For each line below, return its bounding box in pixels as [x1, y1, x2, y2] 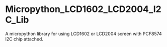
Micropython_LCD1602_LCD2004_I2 [5, 3, 162, 15]
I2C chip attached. [5, 36, 44, 42]
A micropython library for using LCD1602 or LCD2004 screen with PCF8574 [5, 30, 162, 36]
